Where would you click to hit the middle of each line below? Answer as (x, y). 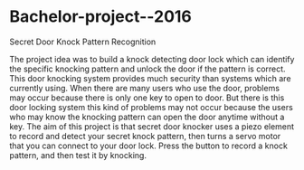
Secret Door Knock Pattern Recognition (83, 42)
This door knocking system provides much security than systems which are (150, 78)
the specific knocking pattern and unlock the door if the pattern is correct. (148, 69)
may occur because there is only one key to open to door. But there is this (147, 98)
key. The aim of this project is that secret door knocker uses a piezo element (152, 126)
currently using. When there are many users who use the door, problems (145, 88)
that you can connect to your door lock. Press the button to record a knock (148, 146)
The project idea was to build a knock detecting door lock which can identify (152, 59)
